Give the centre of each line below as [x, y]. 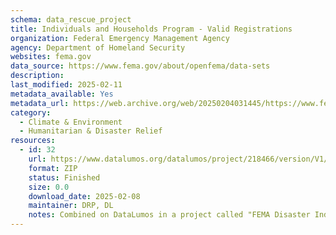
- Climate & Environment [71, 122]
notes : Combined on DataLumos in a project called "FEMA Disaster [169, 215]
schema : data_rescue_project [71, 19]
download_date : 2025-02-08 [84, 196]
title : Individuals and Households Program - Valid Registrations [151, 29]
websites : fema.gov [51, 57]
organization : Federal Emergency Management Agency [120, 38]
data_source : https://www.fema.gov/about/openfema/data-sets [140, 66]
